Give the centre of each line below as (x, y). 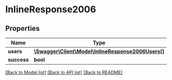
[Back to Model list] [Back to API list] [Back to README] (64, 72)
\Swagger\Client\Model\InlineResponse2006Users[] (99, 51)
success (18, 60)
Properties (23, 28)
